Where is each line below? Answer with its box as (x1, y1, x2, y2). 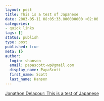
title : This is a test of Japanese (5, 12, 79, 17)
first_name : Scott (9, 72, 48, 77)
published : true (5, 44, 39, 49)
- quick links (5, 26, 35, 31)
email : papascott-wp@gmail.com (9, 63, 74, 68)
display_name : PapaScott (9, 68, 61, 73)
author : (5, 53, 21, 59)
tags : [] (5, 30, 23, 35)
